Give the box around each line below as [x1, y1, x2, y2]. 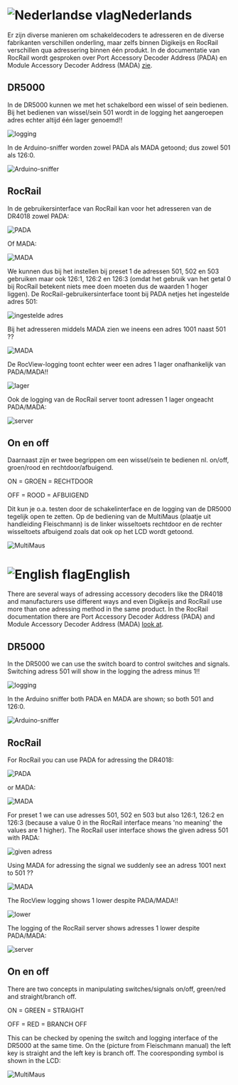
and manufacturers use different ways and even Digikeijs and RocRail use [7, 597, 222, 606]
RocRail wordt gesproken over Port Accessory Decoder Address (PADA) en [7, 53, 227, 62]
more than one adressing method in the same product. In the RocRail [7, 605, 208, 614]
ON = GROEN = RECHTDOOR [7, 477, 94, 486]
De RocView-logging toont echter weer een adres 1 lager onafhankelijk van [7, 360, 226, 368]
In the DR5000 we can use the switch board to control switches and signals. [7, 659, 230, 669]
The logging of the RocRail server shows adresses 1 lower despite [7, 923, 200, 932]
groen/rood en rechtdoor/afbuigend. [7, 463, 114, 472]
